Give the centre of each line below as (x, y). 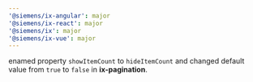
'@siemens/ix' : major (45, 31)
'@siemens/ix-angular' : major (60, 16)
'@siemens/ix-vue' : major (52, 38)
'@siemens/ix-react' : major (56, 23)
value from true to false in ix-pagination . (78, 70)
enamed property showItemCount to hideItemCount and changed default (126, 61)
